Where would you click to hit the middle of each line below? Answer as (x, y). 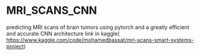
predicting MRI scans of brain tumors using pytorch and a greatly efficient (98, 27)
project (15, 46)
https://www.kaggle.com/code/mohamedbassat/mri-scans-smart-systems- (100, 40)
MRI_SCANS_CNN (52, 11)
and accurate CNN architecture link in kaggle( (63, 33)
